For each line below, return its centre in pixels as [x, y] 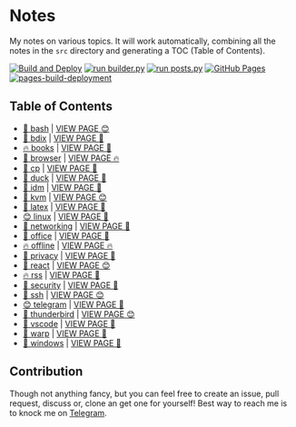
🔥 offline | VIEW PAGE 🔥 [68, 245]
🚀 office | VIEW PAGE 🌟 [66, 235]
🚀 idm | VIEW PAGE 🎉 [62, 187]
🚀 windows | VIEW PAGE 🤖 [72, 343]
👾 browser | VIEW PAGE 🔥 [71, 158]
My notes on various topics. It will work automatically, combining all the [143, 41]
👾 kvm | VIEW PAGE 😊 [64, 197]
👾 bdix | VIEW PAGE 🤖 [63, 138]
